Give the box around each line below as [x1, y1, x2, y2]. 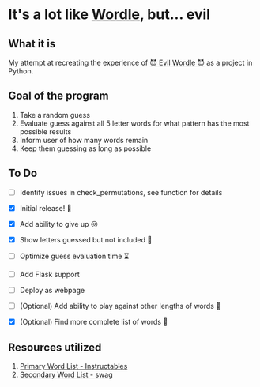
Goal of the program [8, 89, 109, 103]
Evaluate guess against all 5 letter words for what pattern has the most [19, 118, 250, 128]
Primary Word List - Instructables [19, 361, 128, 370]
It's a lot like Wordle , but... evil [8, 6, 211, 24]
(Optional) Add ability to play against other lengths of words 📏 [19, 302, 221, 310]
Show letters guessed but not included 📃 [19, 235, 153, 244]
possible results [19, 126, 72, 136]
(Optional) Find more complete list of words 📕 [19, 317, 168, 327]
